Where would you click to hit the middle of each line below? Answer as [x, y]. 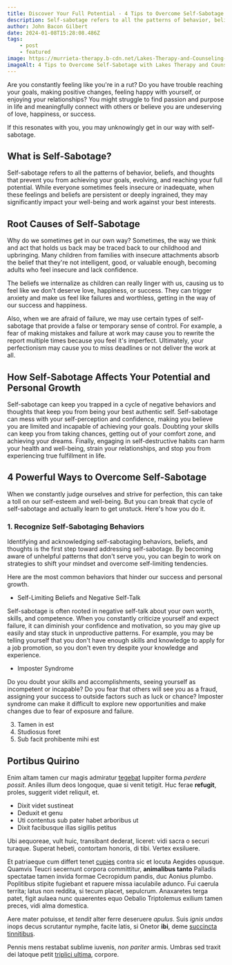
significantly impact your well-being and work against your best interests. [112, 202]
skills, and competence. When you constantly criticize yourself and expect [113, 618]
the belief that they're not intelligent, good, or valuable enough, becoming [112, 262]
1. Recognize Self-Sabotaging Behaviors [76, 527]
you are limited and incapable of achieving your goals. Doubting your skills [113, 427]
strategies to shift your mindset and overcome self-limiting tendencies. [108, 564]
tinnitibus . [21, 933]
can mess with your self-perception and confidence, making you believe [110, 419]
